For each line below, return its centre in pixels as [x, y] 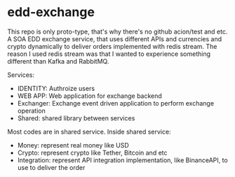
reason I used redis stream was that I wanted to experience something [109, 54]
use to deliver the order [51, 167]
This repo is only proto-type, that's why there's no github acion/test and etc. [117, 31]
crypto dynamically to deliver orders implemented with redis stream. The [112, 46]
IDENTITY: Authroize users [56, 88]
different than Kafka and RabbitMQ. [58, 61]
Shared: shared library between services [76, 118]
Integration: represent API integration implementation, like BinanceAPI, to [122, 160]
